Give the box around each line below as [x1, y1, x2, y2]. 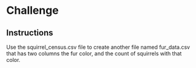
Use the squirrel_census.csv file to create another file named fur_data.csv [6, 43, 191, 51]
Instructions [6, 28, 53, 38]
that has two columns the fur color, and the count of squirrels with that [6, 50, 182, 57]
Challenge [6, 4, 59, 17]
